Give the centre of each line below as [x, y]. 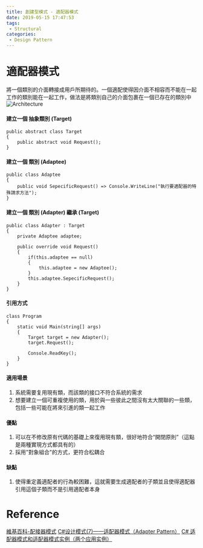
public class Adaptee [34, 175]
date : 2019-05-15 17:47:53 [40, 18]
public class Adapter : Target [46, 225]
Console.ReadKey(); [53, 353]
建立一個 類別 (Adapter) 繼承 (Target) [53, 212]
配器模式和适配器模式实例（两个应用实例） [59, 539]
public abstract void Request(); [59, 143]
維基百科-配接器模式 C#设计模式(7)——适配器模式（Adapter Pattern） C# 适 [101, 532]
